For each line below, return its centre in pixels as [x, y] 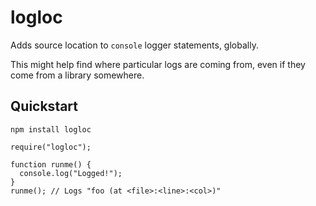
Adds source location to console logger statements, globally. [134, 45]
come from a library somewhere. [77, 75]
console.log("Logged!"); [71, 173]
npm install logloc [51, 129]
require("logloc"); [51, 147]
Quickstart [44, 106]
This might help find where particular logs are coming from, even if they [158, 64]
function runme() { [51, 164]
